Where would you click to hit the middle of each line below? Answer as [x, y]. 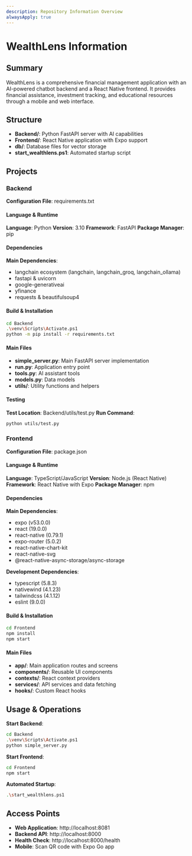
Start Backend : [25, 724]
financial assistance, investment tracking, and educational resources [90, 95]
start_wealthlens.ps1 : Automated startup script [73, 153]
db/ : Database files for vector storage [61, 147]
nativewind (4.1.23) [38, 589]
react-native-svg [35, 554]
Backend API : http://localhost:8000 [58, 834]
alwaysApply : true [29, 17]
